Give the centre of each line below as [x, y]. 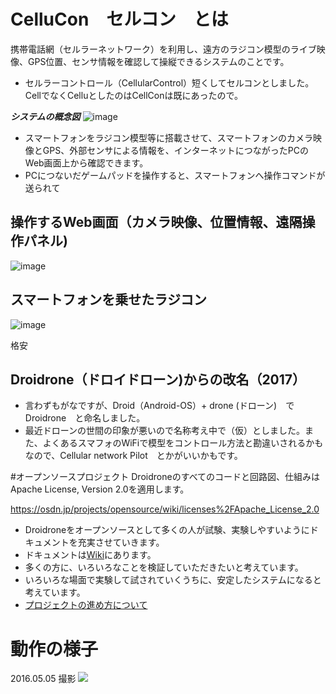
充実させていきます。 [121, 542]
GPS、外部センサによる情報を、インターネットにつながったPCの [175, 150]
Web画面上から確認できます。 [86, 162]
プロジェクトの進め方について [86, 605]
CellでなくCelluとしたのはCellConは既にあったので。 [133, 95]
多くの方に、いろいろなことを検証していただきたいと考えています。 [164, 567]
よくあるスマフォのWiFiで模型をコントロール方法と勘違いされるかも [183, 443]
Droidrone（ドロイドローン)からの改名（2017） [158, 379]
